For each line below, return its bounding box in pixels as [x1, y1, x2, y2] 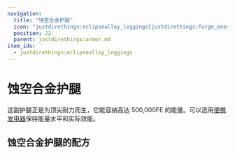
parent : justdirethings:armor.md [13, 36, 111, 43]
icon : [13, 23, 30, 30]
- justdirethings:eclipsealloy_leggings [13, 49, 133, 56]
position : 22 [13, 29, 52, 37]
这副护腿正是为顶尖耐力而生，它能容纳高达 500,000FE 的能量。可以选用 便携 [7, 105, 227, 114]
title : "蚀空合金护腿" [13, 17, 73, 24]
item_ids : [7, 43, 36, 49]
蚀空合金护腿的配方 [7, 137, 90, 148]
